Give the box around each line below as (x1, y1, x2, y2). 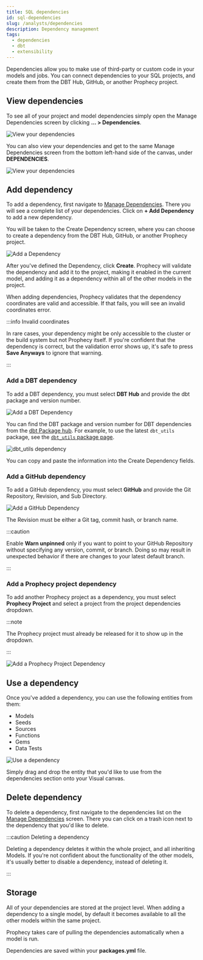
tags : (6, 32, 20, 38)
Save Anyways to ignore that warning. (6, 349, 103, 357)
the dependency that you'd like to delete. (6, 821, 109, 829)
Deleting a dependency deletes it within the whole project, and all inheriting (6, 845, 195, 852)
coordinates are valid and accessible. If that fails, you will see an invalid (6, 300, 185, 307)
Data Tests (15, 745, 43, 752)
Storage (6, 887, 38, 898)
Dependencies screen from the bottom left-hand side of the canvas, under (6, 149, 193, 156)
